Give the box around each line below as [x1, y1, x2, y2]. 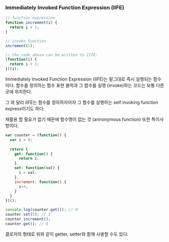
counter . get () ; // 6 [5, 221, 49, 226]
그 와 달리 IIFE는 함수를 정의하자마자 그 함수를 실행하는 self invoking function [5, 100, 158, 106]
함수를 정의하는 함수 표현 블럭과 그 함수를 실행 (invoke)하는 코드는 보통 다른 [16, 83, 164, 89]
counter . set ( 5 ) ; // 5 [5, 212, 51, 217]
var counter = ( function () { [5, 133, 67, 138]
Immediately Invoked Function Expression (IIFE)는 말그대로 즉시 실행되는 [5, 76, 152, 82]
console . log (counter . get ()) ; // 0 [5, 207, 78, 212]
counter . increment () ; [5, 216, 51, 221]
